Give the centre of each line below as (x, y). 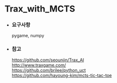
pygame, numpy (28, 36)
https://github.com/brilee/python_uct (49, 70)
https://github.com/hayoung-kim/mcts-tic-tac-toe (62, 75)
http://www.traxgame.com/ (39, 65)
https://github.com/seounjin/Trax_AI (48, 60)
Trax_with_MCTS (40, 9)
